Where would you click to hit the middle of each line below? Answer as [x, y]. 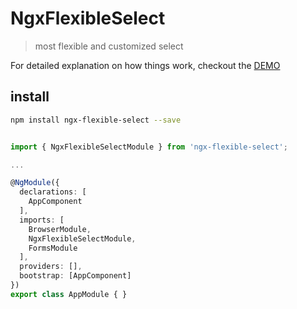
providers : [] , [51, 267]
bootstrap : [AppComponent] [75, 276]
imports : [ [42, 220]
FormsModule [53, 248]
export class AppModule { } [69, 294]
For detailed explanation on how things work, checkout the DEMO [145, 65]
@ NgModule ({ [35, 183]
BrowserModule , [60, 229]
